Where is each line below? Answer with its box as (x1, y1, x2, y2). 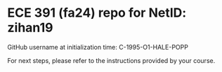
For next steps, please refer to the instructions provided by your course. (7, 56, 216, 64)
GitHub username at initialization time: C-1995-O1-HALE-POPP (7, 43, 188, 51)
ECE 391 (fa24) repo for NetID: (7, 5, 187, 21)
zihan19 (7, 20, 53, 36)
